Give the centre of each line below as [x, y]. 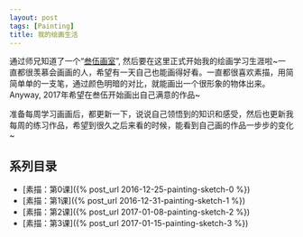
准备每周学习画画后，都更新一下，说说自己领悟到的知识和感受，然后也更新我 [151, 114]
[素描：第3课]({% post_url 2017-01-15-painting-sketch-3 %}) [135, 223]
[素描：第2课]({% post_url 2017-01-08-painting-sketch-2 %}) [136, 212]
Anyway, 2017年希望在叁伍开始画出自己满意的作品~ [105, 95]
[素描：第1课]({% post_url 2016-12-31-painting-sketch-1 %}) [134, 201]
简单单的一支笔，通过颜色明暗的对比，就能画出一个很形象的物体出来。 [140, 84]
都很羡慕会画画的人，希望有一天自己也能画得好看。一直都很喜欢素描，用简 [155, 72]
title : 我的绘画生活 [44, 34]
